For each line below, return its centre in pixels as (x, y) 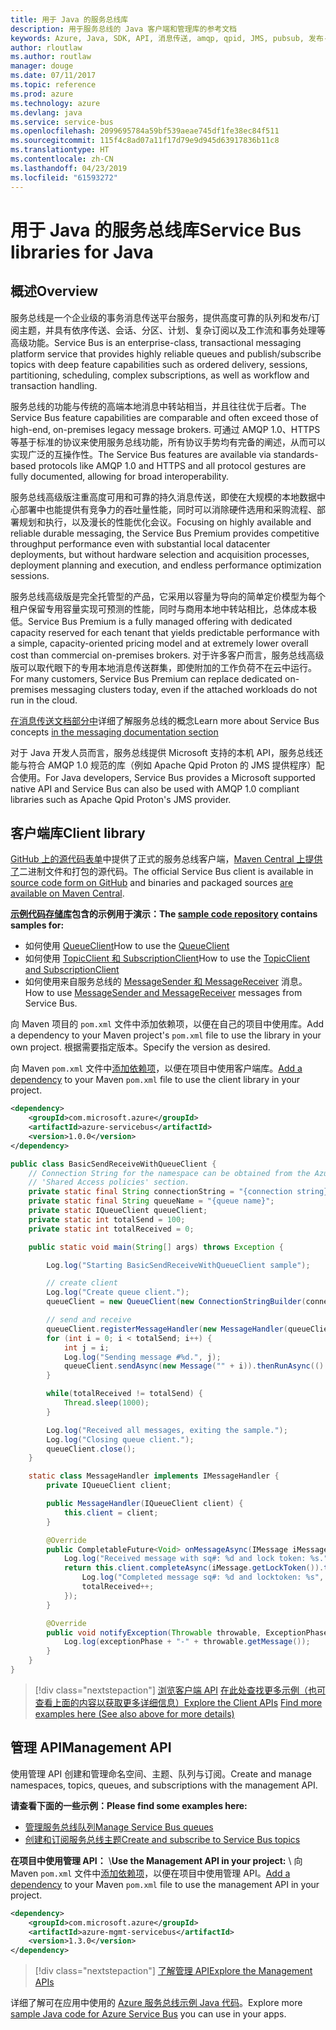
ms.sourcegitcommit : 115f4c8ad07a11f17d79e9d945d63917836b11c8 (145, 141)
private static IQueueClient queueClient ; (118, 1211)
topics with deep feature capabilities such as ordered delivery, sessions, (159, 364)
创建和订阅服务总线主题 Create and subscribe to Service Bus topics (162, 1839)
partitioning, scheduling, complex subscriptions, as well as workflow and (160, 375)
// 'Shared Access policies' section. (109, 1182)
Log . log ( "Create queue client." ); (118, 1292)
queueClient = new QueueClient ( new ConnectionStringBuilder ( (176, 1302)
